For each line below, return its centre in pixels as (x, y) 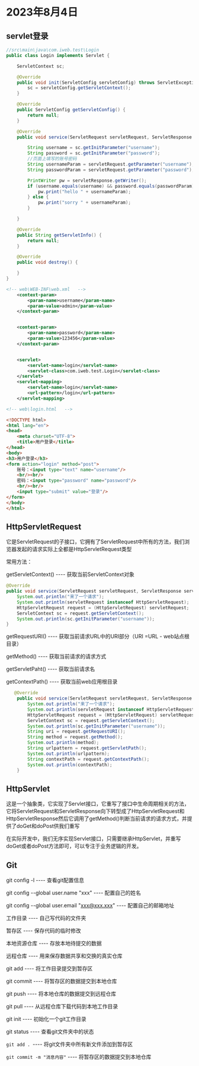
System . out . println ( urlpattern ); (69, 754)
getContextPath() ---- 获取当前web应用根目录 (62, 682)
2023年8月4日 (42, 12)
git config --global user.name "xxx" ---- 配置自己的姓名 (73, 893)
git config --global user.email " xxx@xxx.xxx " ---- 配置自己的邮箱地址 (90, 906)
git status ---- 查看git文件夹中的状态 (50, 1032)
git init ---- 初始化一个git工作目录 (46, 1019)
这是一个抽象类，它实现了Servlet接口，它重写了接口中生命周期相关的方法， (98, 804)
